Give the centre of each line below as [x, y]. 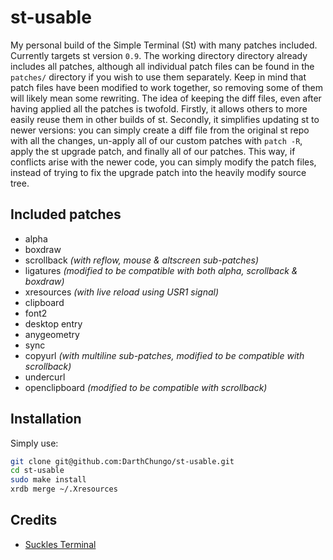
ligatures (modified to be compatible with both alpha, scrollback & [161, 270]
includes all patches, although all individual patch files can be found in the [162, 66]
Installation [46, 419]
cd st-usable [37, 471]
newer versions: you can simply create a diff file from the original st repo [160, 130]
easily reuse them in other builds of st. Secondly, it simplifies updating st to [165, 119]
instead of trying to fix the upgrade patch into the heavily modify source [158, 172]
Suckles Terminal [60, 544]
